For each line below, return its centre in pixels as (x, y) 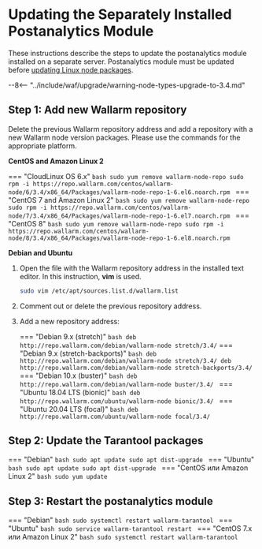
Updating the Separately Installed (120, 15)
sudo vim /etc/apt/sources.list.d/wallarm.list (99, 291)
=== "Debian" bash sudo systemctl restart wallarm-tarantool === (121, 520)
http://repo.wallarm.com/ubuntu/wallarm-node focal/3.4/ (115, 416)
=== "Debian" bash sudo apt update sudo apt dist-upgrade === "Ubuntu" (131, 460)
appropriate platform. (42, 146)
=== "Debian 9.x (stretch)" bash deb (78, 336)
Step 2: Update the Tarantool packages (106, 441)
